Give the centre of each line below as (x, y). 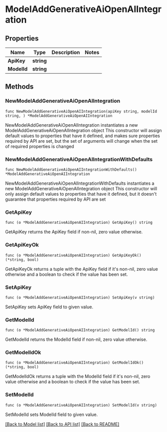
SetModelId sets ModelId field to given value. (52, 414)
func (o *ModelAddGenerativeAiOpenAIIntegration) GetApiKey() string (79, 223)
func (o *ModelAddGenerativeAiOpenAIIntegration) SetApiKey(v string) (80, 297)
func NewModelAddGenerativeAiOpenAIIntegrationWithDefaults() (71, 169)
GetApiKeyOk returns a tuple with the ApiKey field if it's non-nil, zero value (82, 269)
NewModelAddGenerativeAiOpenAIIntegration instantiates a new (72, 125)
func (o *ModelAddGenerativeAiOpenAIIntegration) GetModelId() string (80, 330)
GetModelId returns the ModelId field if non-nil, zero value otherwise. (76, 339)
